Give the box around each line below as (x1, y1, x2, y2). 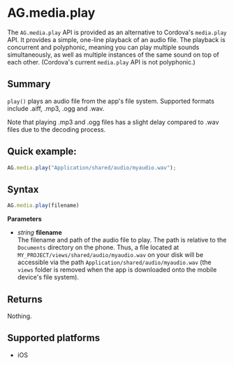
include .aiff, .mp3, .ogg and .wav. (7, 104, 105, 113)
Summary (7, 78, 51, 90)
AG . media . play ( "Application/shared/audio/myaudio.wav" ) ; (7, 164, 177, 171)
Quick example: (7, 146, 77, 158)
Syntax (7, 184, 39, 195)
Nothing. (7, 312, 33, 320)
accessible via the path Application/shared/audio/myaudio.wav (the (17, 258, 212, 267)
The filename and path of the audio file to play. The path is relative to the (17, 236, 227, 245)
